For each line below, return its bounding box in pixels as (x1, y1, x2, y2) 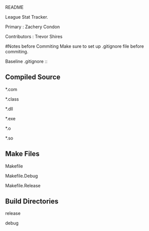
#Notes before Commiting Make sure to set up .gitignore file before (5, 43, 144, 49)
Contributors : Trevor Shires (5, 34, 63, 39)
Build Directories (5, 197, 59, 206)
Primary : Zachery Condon (5, 24, 60, 30)
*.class (5, 96, 19, 102)
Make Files (5, 149, 40, 158)
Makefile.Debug (5, 173, 38, 179)
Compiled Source (5, 73, 61, 82)
